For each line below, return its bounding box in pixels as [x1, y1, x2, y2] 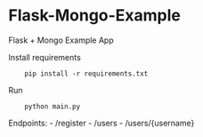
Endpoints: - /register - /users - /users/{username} [8, 117, 195, 128]
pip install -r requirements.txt [24, 68, 149, 78]
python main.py [24, 101, 81, 111]
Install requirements [8, 52, 81, 62]
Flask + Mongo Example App [8, 35, 115, 45]
